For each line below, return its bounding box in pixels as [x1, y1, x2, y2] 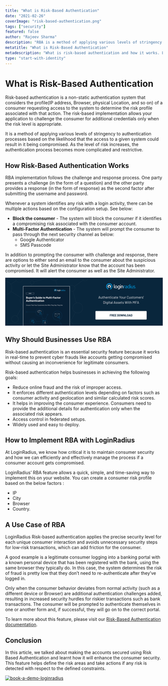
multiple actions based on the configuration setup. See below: [5, 206, 133, 212]
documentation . [5, 622, 38, 628]
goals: [5, 374, 18, 381]
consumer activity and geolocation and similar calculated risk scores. [12, 395, 155, 401]
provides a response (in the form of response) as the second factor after [5, 186, 154, 192]
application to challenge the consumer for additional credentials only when [5, 116, 159, 122]
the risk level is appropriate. [5, 121, 62, 127]
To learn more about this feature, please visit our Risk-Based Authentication [5, 616, 161, 622]
